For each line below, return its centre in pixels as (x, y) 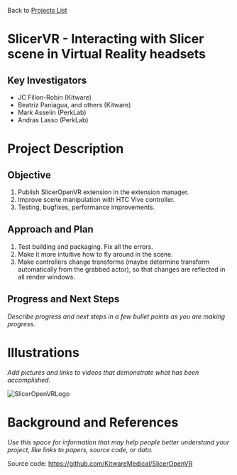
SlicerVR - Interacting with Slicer (106, 39)
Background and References (93, 422)
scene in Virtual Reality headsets (107, 54)
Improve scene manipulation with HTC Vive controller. (96, 199)
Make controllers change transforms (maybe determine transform (114, 262)
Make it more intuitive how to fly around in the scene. (95, 254)
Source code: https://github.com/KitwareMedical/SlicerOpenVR (100, 463)
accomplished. (29, 380)
